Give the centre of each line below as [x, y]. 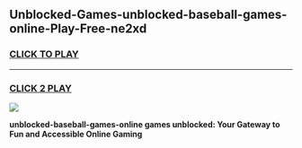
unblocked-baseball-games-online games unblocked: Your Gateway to [145, 124]
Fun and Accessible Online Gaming [76, 134]
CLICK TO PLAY [44, 55]
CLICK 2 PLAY [40, 88]
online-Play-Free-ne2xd [78, 29]
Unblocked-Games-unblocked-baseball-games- [148, 15]
